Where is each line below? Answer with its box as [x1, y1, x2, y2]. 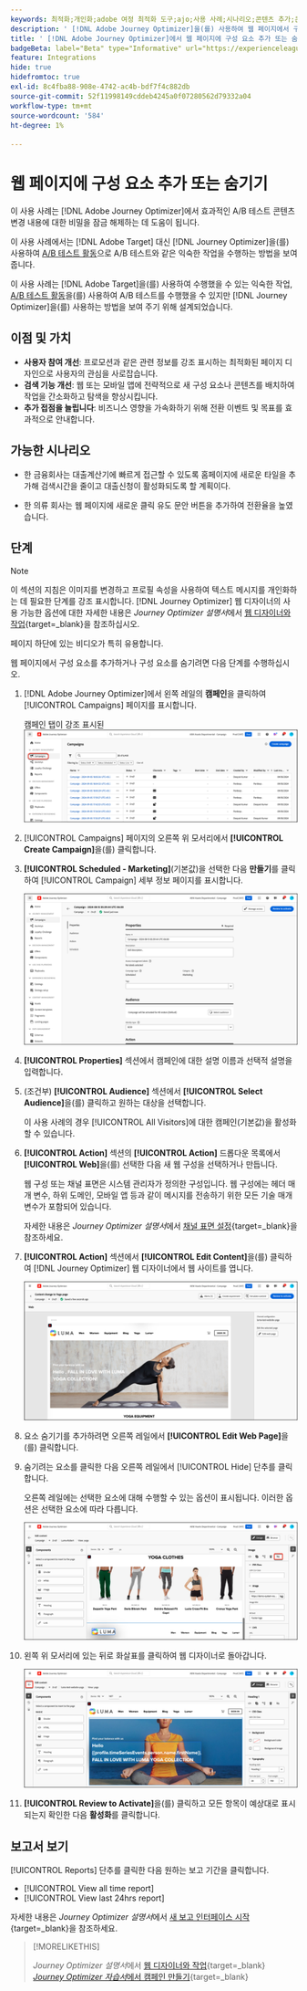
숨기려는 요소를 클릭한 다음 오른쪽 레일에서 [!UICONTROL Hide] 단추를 [23, 1462, 276, 1472]
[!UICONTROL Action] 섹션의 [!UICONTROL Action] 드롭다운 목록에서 [23, 1147, 281, 1158]
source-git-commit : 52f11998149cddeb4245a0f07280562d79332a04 [10, 91, 251, 100]
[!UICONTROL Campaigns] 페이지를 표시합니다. [23, 699, 197, 710]
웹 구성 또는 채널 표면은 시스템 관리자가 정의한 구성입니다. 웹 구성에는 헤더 [23, 1179, 286, 1189]
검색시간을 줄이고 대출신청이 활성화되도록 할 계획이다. [40, 480, 231, 491]
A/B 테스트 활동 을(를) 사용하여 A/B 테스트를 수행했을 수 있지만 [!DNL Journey [10, 290, 288, 301]
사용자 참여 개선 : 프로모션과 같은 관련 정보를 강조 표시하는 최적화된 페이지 [23, 356, 283, 367]
